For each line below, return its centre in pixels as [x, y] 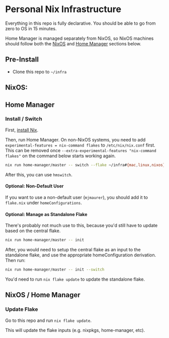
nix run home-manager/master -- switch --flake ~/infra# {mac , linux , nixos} [85, 165]
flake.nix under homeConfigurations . [44, 202]
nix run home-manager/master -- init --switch [55, 269]
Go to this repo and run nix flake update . [49, 320]
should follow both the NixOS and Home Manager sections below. [73, 43]
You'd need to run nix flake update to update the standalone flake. [75, 279]
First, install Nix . [22, 130]
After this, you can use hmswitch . [39, 174]
